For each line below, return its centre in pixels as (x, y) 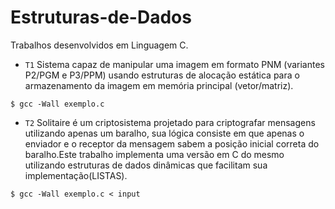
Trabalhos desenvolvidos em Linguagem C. (99, 45)
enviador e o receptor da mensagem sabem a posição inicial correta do (172, 143)
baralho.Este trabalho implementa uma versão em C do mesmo (154, 154)
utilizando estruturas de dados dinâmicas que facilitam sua (146, 165)
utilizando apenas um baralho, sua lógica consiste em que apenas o (164, 133)
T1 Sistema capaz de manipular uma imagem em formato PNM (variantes (174, 64)
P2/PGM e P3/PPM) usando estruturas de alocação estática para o (162, 75)
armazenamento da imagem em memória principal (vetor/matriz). (159, 85)
